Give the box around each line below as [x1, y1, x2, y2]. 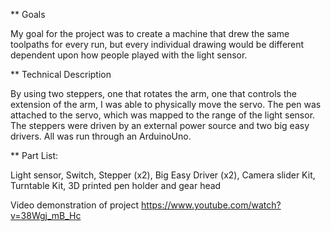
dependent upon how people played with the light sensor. [10, 49, 248, 61]
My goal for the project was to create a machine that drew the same [10, 28, 290, 39]
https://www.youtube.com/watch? [141, 199, 282, 211]
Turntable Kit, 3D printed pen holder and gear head [10, 180, 222, 191]
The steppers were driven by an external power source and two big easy [10, 120, 310, 131]
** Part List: [10, 150, 59, 161]
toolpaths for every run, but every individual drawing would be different [10, 39, 305, 50]
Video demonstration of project [10, 199, 140, 211]
